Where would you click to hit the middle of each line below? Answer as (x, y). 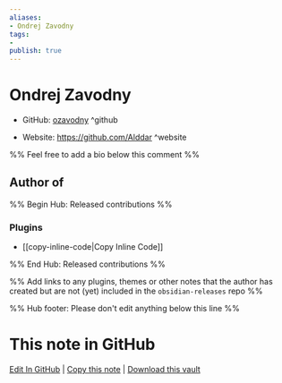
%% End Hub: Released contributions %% (87, 264)
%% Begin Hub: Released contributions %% (91, 204)
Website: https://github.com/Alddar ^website (104, 137)
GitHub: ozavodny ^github (70, 120)
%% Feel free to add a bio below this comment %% (104, 155)
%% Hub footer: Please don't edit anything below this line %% (124, 309)
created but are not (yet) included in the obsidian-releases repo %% (136, 291)
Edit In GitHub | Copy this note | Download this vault (105, 370)
